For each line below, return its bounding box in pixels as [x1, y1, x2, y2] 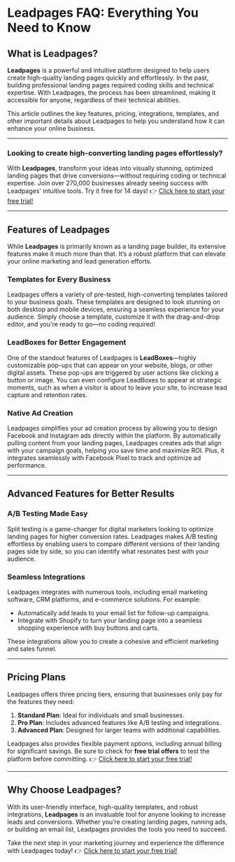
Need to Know [7, 20, 91, 36]
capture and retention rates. [7, 390, 88, 399]
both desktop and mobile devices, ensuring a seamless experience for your [7, 306, 225, 314]
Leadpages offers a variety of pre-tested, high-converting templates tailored [7, 290, 228, 299]
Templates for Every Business [7, 275, 111, 285]
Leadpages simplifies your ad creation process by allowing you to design [7, 424, 218, 432]
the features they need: [7, 697, 75, 705]
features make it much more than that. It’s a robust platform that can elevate [7, 250, 226, 258]
